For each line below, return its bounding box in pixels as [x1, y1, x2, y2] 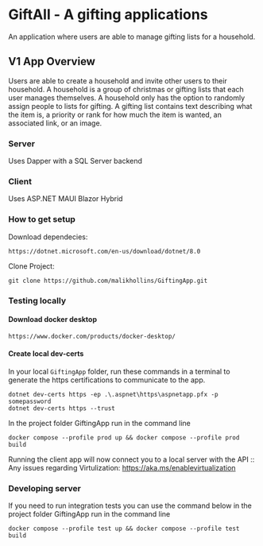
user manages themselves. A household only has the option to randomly [8, 93, 246, 103]
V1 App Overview [8, 55, 95, 68]
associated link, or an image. [8, 118, 102, 128]
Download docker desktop [8, 315, 98, 324]
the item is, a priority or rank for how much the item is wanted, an [8, 110, 222, 119]
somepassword [8, 397, 52, 405]
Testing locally [8, 295, 67, 306]
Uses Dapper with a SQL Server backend [8, 157, 143, 166]
